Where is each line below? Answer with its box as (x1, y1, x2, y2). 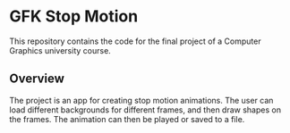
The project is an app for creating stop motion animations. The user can (9, 95, 274, 105)
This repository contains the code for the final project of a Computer (9, 36, 261, 46)
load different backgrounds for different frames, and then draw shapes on (9, 104, 282, 115)
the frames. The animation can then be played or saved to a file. (9, 113, 245, 124)
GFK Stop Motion (9, 6, 139, 27)
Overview (9, 71, 65, 87)
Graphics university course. (9, 45, 112, 55)
